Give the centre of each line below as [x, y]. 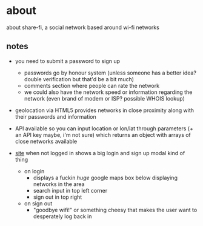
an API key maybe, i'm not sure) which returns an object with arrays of [103, 135]
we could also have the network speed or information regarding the [108, 92]
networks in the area [59, 184]
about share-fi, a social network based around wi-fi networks [83, 27]
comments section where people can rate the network [92, 85]
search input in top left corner [70, 190]
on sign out [38, 203]
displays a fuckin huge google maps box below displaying [105, 178]
